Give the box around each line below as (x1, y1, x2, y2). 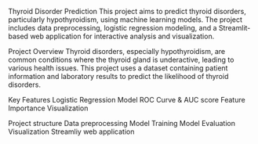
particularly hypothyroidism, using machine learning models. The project (8, 15, 243, 24)
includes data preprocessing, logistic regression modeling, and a (8, 23, 217, 32)
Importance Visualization (8, 103, 89, 113)
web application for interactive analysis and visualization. (30, 31, 215, 41)
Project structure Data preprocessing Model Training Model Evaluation (8, 119, 235, 128)
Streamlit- (218, 23, 251, 32)
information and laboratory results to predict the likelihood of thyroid (8, 72, 229, 81)
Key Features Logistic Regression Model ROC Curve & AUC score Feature (8, 95, 245, 104)
